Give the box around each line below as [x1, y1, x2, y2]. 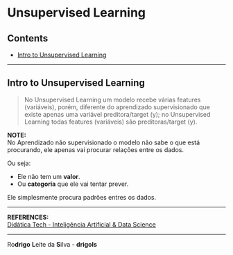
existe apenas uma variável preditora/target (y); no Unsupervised [24, 110, 211, 118]
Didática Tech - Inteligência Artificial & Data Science [7, 220, 156, 229]
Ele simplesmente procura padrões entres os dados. [7, 193, 157, 201]
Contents [7, 32, 49, 44]
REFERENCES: [7, 213, 49, 221]
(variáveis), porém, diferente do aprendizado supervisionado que [24, 102, 210, 111]
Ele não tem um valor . [17, 172, 80, 180]
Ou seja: [7, 159, 31, 167]
